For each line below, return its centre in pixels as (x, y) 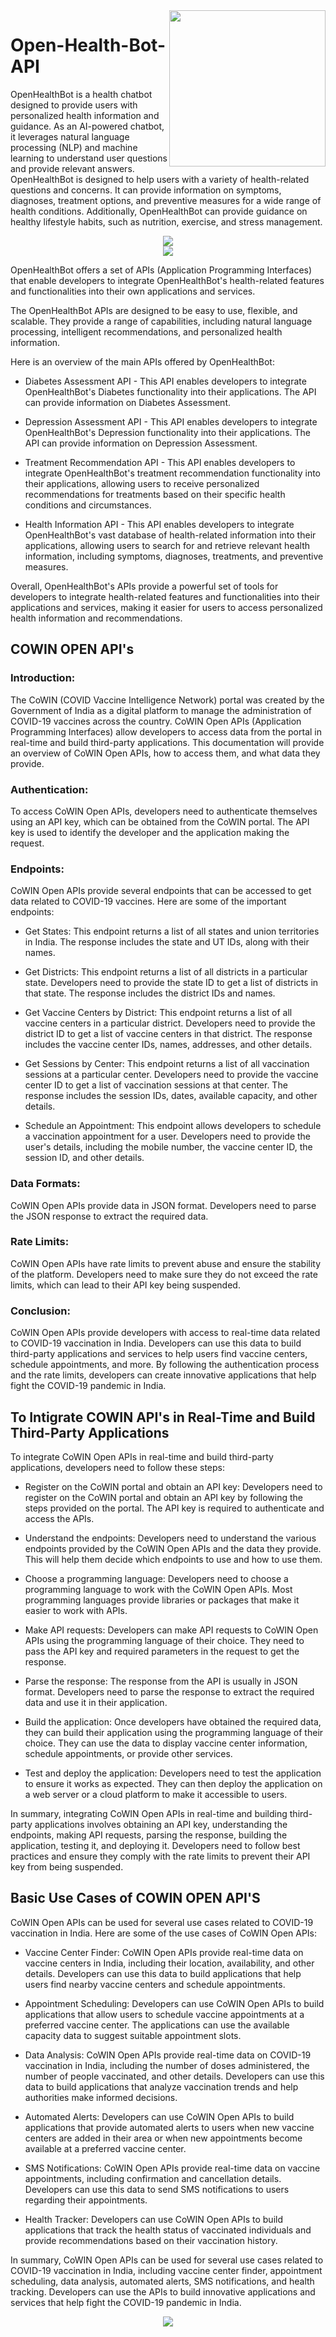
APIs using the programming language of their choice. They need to (164, 1640)
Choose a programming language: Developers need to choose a (156, 1578)
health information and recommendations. (96, 618)
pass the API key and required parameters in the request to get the (162, 1651)
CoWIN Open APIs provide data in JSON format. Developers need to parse (163, 1205)
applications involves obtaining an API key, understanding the (161, 1824)
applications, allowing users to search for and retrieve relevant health (167, 545)
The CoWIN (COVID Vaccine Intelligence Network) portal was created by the (167, 700)
